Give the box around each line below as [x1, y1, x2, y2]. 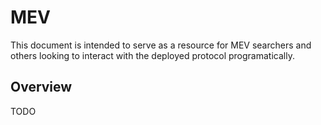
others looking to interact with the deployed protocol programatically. [10, 49, 295, 61]
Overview [10, 79, 73, 96]
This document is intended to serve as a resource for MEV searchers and [10, 39, 312, 51]
